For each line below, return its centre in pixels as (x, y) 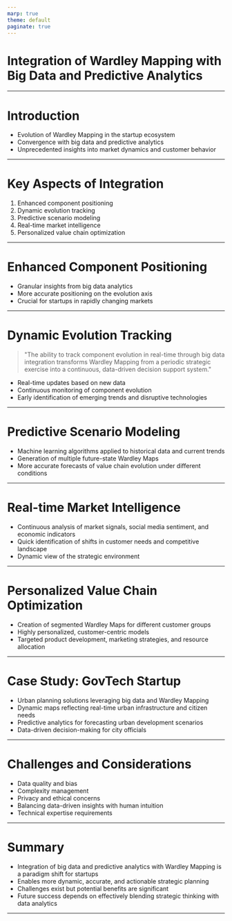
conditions (32, 473)
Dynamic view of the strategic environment (78, 556)
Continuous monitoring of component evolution (84, 390)
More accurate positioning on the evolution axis (85, 294)
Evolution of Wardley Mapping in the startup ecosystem (96, 135)
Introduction (43, 116)
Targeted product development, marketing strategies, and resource (113, 639)
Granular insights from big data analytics (75, 286)
